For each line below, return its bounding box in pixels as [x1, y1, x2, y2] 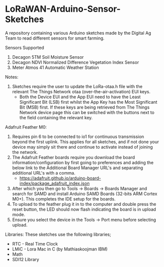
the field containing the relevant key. [19, 114, 93, 120]
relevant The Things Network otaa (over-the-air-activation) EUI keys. [12, 89, 151, 94]
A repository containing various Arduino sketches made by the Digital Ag [5, 30, 151, 36]
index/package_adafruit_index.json [19, 180, 90, 186]
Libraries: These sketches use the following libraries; [5, 231, 111, 237]
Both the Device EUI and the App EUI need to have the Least [19, 94, 141, 100]
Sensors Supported [5, 44, 44, 50]
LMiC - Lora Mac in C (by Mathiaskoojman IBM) [12, 246, 108, 252]
